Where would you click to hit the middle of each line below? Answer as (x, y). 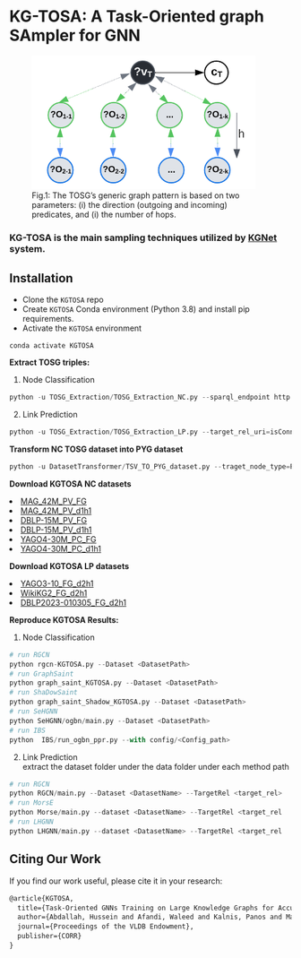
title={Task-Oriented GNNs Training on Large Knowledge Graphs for (146, 908)
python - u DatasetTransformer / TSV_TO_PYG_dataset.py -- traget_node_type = (150, 466)
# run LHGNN (31, 822)
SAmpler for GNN (75, 35)
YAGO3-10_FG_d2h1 (57, 583)
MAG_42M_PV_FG (54, 501)
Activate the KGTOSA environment (82, 328)
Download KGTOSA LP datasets (69, 565)
